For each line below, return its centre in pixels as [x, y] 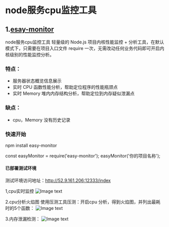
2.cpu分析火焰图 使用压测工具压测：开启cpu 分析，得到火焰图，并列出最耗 [83, 202]
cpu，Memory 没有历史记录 [41, 120]
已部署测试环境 [21, 168]
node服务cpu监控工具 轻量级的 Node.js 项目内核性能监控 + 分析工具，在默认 [85, 42]
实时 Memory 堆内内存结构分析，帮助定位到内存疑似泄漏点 [74, 93]
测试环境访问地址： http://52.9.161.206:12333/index [58, 181]
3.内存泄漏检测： [23, 219]
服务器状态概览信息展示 [37, 81]
